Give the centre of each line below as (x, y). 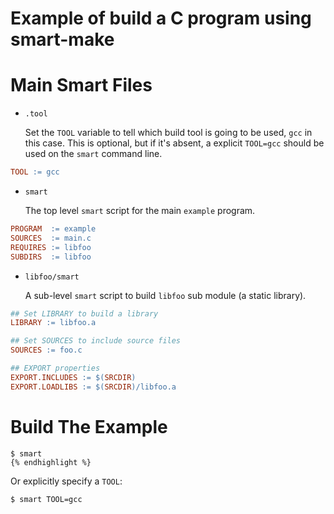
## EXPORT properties (55, 368)
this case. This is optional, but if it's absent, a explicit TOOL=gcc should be (174, 143)
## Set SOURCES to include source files (96, 341)
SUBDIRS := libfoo (51, 257)
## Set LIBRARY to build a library (84, 313)
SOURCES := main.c (51, 238)
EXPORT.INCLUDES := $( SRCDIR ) (73, 377)
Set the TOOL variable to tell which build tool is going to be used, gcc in (168, 133)
